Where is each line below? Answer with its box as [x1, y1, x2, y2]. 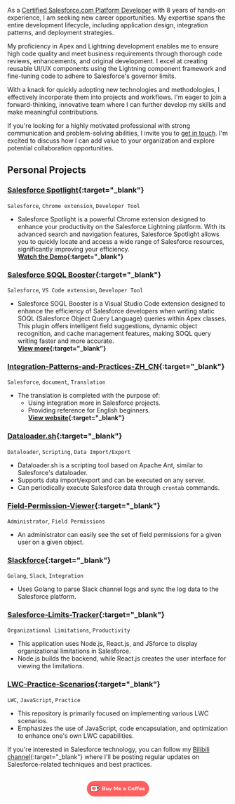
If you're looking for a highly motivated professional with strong [7, 122, 191, 129]
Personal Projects [7, 164, 86, 176]
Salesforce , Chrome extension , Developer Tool [7, 201, 140, 209]
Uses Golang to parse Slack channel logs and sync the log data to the [17, 585, 219, 593]
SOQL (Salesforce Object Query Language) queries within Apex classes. [17, 314, 227, 323]
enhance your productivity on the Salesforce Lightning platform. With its [17, 222, 226, 231]
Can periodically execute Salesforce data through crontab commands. [17, 483, 220, 491]
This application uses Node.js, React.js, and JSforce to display [17, 640, 198, 648]
